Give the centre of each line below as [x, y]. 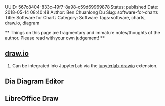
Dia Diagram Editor [35, 81]
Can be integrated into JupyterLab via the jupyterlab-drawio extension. [85, 65]
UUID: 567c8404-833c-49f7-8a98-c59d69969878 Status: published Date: [82, 7]
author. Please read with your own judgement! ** [55, 38]
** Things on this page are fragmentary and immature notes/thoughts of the [82, 33]
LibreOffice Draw [32, 98]
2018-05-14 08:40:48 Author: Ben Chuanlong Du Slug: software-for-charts [82, 12]
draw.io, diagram [22, 23]
